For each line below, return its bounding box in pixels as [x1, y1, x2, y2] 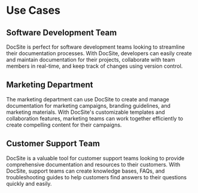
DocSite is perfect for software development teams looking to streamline [6, 43, 185, 50]
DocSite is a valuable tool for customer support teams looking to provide [6, 154, 185, 162]
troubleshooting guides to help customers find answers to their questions [6, 173, 187, 180]
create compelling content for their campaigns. [6, 121, 122, 128]
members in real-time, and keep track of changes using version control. [6, 62, 183, 70]
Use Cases [6, 4, 61, 17]
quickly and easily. [6, 180, 52, 187]
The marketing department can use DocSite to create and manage [6, 95, 169, 102]
